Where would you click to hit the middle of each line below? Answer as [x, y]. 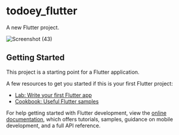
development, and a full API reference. [53, 125]
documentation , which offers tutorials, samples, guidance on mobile [89, 119]
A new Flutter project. [33, 27]
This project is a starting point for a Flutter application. [73, 72]
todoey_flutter [42, 11]
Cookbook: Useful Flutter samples [57, 101]
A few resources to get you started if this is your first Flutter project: [89, 83]
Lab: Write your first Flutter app [53, 95]
